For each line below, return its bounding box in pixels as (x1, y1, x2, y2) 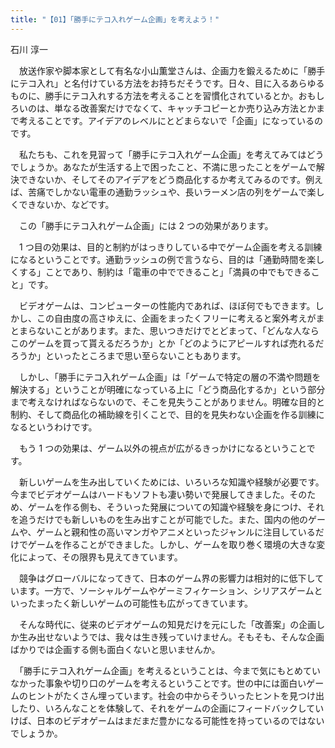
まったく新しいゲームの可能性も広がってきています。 (36, 597, 254, 609)
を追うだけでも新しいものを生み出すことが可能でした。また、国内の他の (10, 513, 308, 525)
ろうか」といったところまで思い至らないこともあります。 (10, 349, 247, 361)
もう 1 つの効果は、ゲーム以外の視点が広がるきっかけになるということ (18, 442, 307, 454)
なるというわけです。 (10, 421, 98, 433)
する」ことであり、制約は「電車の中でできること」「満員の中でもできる (18, 266, 312, 278)
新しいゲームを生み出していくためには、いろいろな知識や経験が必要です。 (18, 476, 325, 488)
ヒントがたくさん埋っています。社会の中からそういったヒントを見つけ (27, 689, 316, 701)
